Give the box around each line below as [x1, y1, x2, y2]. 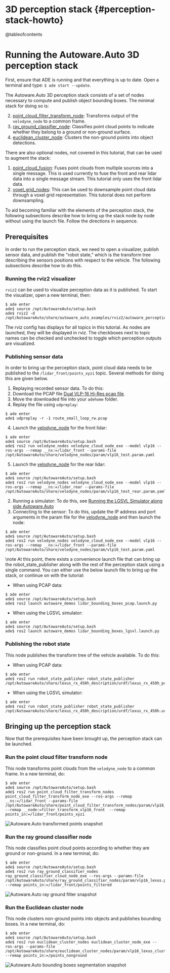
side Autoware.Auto [12, 503, 54, 509]
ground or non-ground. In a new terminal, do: [5, 850, 100, 856]
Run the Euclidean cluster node [5, 904, 84, 911]
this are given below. [5, 376, 49, 382]
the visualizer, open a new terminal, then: [5, 292, 91, 298]
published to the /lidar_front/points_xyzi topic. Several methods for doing [5, 370, 164, 376]
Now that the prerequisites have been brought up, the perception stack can [5, 735, 162, 741]
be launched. [5, 741, 33, 747]
